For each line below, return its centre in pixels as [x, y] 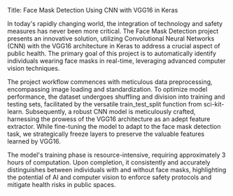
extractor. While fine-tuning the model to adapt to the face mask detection [114, 126]
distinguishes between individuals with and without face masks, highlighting [117, 170]
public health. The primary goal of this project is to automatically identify [112, 53]
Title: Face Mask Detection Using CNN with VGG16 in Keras [93, 10]
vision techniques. [34, 68]
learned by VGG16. [34, 141]
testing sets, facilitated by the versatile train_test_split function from [105, 104]
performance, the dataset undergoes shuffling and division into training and [116, 97]
